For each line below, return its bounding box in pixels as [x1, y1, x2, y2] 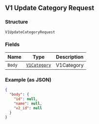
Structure [5, 19, 28, 25]
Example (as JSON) [5, 76, 52, 83]
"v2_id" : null [14, 105, 42, 110]
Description [55, 53, 84, 60]
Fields [5, 41, 20, 48]
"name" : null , [14, 101, 42, 106]
